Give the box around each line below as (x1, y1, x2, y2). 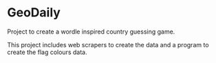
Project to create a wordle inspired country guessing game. (7, 27, 175, 36)
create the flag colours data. (7, 48, 87, 56)
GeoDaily (7, 5, 61, 21)
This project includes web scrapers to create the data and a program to (7, 40, 209, 49)
